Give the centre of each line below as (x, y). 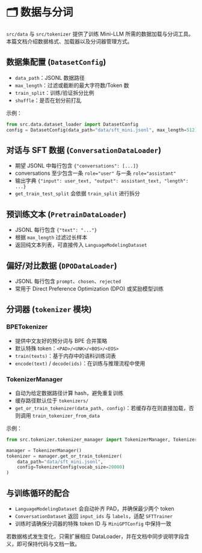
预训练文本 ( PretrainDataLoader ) (66, 214)
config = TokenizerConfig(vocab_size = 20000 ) (71, 467)
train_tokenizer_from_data (66, 416)
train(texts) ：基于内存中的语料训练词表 (65, 355)
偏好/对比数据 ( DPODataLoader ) (62, 266)
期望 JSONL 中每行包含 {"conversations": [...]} (77, 166)
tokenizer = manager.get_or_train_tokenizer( (64, 456)
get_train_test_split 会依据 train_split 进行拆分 (77, 193)
